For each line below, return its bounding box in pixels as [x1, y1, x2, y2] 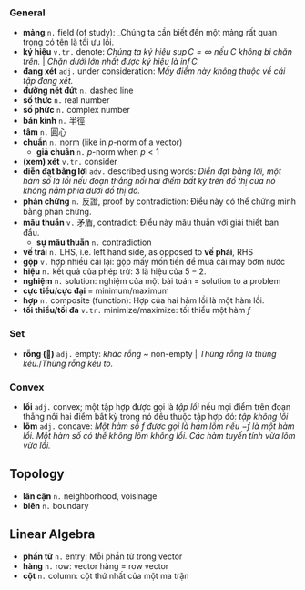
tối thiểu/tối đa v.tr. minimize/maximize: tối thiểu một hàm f [22, 305, 251, 316]
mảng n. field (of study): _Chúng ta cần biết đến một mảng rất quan [22, 27, 278, 38]
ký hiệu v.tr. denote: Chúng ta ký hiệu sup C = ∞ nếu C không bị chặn [22, 46, 293, 57]
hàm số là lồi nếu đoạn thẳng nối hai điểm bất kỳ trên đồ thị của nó [22, 176, 276, 187]
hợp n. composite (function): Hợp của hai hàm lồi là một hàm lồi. [22, 295, 265, 306]
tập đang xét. [22, 76, 74, 86]
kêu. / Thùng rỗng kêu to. [22, 358, 114, 369]
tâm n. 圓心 [22, 127, 67, 137]
